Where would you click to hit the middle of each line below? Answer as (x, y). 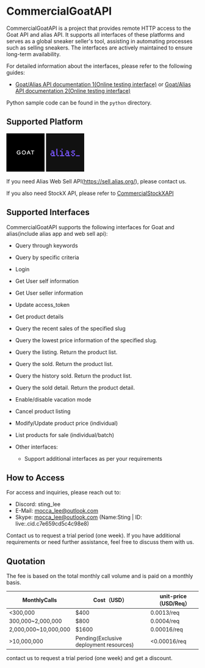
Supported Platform (45, 122)
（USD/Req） (173, 603)
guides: (16, 72)
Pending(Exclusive (99, 638)
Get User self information (47, 281)
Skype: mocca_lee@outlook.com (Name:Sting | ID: (78, 517)
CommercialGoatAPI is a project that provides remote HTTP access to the (99, 28)
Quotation (26, 561)
